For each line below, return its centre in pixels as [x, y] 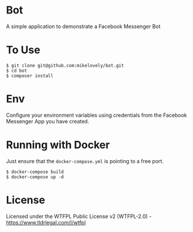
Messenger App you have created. [48, 121]
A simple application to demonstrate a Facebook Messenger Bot [83, 26]
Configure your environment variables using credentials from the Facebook [96, 115]
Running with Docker [58, 145]
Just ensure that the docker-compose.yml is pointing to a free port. [85, 161]
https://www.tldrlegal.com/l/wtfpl [46, 222]
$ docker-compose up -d [35, 177]
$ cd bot [17, 71]
